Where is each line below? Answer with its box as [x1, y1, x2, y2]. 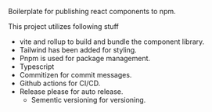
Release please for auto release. [19, 87, 124, 96]
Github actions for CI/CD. [19, 78, 101, 88]
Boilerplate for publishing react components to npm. [8, 7, 176, 16]
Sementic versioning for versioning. [31, 96, 146, 104]
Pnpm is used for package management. [19, 54, 151, 63]
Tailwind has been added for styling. [19, 45, 137, 54]
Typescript [19, 62, 55, 71]
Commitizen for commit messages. [19, 70, 132, 79]
